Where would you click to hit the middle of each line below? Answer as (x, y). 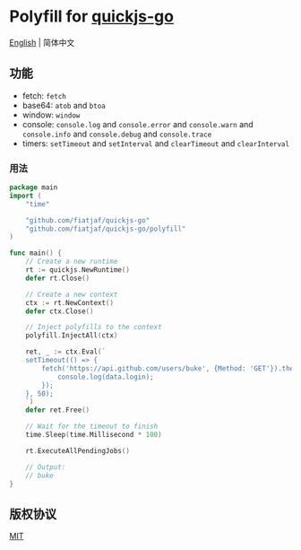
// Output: (46, 467)
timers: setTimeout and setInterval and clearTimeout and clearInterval (155, 143)
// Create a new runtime (72, 262)
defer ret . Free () (58, 410)
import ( (26, 196)
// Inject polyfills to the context (94, 327)
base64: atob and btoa (64, 105)
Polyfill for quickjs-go (92, 17)
